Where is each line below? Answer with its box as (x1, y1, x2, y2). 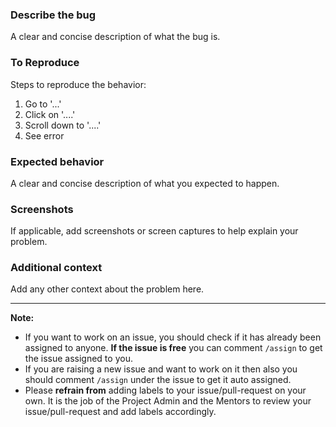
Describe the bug (10, 8, 97, 22)
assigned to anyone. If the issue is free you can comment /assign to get (24, 342, 323, 354)
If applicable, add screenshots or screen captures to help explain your (10, 225, 299, 237)
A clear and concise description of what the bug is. (10, 31, 221, 43)
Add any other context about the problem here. (10, 283, 205, 295)
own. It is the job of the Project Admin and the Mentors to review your (24, 395, 312, 407)
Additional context (10, 261, 103, 275)
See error (24, 129, 65, 142)
